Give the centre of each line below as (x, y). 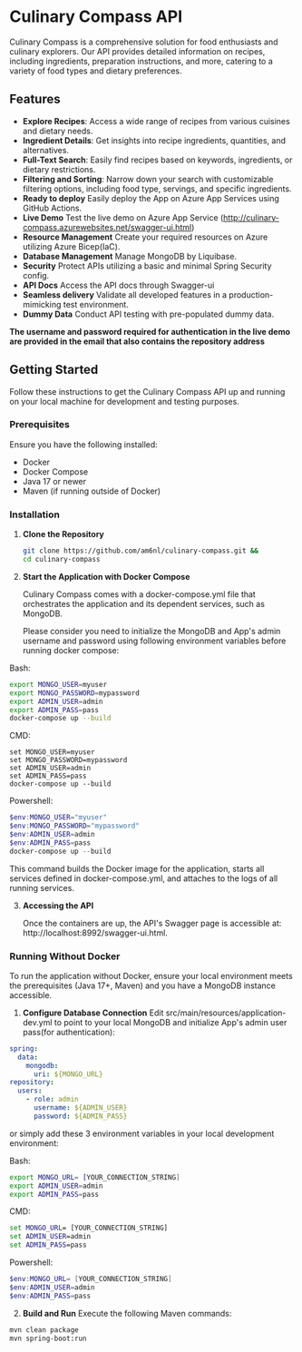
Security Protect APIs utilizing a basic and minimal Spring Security (147, 266)
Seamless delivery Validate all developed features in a (125, 294)
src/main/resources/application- (226, 1013)
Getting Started (54, 370)
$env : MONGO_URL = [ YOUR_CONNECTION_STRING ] (91, 1279)
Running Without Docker (65, 956)
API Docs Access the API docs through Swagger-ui (118, 285)
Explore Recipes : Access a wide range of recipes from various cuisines (156, 121)
